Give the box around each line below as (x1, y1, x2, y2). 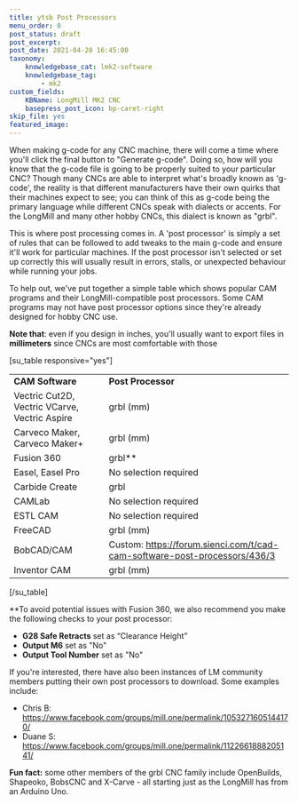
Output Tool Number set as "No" (21, 649, 144, 660)
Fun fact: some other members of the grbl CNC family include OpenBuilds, (9, 768, 282, 777)
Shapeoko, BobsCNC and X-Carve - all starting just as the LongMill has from (9, 776, 288, 787)
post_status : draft (9, 29, 82, 38)
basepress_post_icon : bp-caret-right (25, 104, 165, 113)
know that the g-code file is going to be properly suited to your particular (9, 163, 276, 174)
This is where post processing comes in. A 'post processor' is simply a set (9, 228, 281, 238)
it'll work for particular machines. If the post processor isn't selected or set (9, 247, 282, 258)
